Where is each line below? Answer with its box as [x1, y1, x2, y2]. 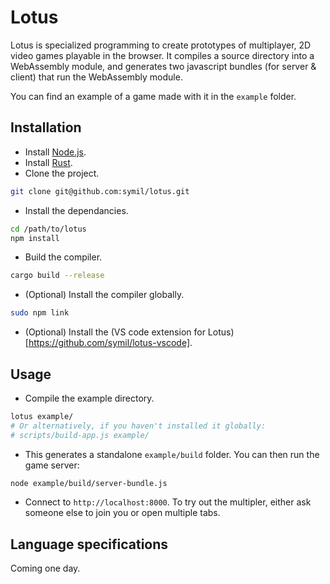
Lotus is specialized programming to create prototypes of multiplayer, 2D [10, 39, 312, 51]
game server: [24, 459, 80, 471]
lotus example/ [10, 411, 74, 421]
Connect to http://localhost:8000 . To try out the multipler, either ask [24, 496, 312, 508]
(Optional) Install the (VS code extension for [24, 326, 206, 338]
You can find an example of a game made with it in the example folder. [10, 90, 297, 102]
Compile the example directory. [24, 392, 155, 404]
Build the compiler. [24, 251, 103, 263]
